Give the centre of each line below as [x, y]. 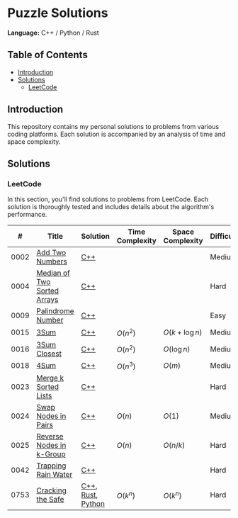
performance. [27, 215]
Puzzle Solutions [58, 13]
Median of [53, 273]
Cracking [52, 490]
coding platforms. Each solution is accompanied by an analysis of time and [117, 134]
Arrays [47, 300]
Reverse [50, 436]
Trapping [51, 466]
